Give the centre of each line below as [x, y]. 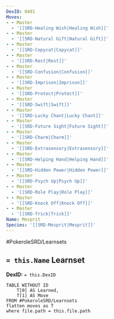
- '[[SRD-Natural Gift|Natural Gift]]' [60, 39]
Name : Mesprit [24, 220]
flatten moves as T [30, 306]
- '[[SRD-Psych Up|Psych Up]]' [50, 181]
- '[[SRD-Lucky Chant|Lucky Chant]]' [58, 115]
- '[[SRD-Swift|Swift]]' [42, 104]
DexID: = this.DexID [31, 274]
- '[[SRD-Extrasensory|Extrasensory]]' [60, 148]
